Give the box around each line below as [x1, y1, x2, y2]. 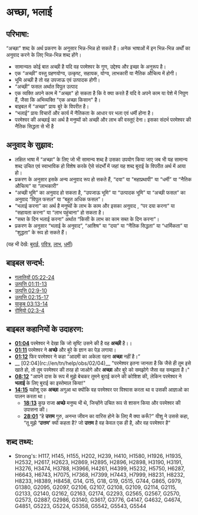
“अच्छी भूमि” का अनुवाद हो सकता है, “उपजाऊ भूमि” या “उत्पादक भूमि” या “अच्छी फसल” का [14, 189, 186, 196]
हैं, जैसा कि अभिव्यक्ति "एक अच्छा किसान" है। [14, 97, 101, 103]
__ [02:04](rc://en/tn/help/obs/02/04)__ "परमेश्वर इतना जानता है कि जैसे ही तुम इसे [14, 359, 192, 367]
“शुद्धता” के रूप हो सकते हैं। [14, 229, 68, 236]
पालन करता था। [14, 393, 46, 400]
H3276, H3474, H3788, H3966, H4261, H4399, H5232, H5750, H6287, [14, 465, 185, 472]
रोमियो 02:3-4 [14, 306, 45, 314]
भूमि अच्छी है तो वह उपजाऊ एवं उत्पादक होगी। [14, 77, 101, 83]
